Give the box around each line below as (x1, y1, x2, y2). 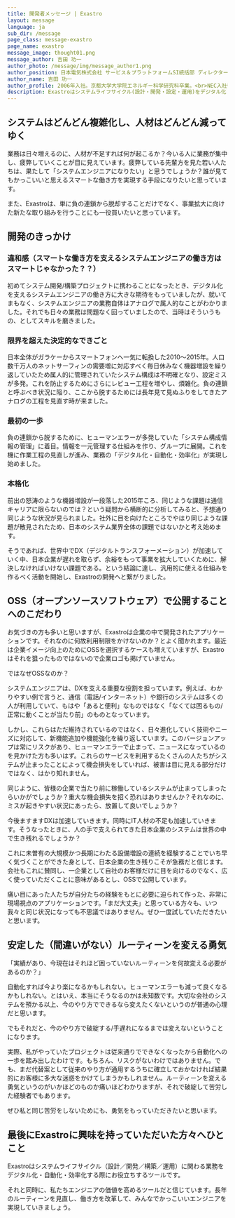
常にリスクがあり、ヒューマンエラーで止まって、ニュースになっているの (19, 743, 226, 751)
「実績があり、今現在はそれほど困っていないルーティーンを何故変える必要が (7, 959, 227, 968)
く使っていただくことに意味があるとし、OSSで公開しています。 (7, 875, 191, 884)
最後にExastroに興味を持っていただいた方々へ (7, 1129, 206, 1141)
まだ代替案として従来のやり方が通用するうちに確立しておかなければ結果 (19, 1065, 227, 1073)
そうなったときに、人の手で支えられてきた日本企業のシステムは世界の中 (18, 825, 227, 834)
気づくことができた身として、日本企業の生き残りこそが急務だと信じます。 (13, 857, 227, 866)
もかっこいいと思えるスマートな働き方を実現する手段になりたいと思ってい (7, 175, 222, 184)
